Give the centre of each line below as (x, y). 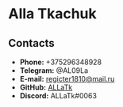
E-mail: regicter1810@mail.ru (67, 79)
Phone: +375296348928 (60, 62)
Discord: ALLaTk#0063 (58, 96)
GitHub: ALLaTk (46, 87)
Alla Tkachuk (52, 14)
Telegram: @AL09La (54, 71)
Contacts (32, 43)
